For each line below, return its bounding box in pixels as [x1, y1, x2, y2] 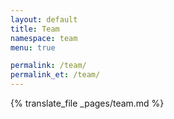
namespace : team [10, 33, 78, 43]
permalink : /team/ [10, 61, 87, 71]
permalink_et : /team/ [10, 70, 101, 80]
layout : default [10, 14, 78, 25]
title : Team [10, 24, 60, 34]
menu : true [10, 42, 56, 53]
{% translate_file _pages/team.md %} [10, 97, 165, 109]
